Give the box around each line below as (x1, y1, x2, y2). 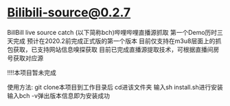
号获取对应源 (7, 53, 43, 62)
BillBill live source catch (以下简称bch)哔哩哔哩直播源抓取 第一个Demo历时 (7, 28, 218, 36)
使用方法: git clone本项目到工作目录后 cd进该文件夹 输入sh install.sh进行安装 (7, 83, 223, 91)
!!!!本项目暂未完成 (7, 68, 57, 77)
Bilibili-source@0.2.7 (7, 5, 131, 21)
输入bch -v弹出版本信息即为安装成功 (7, 91, 111, 100)
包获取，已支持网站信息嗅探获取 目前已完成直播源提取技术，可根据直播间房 (7, 45, 220, 53)
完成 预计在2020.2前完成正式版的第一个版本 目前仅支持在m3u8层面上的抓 (12, 36, 222, 45)
